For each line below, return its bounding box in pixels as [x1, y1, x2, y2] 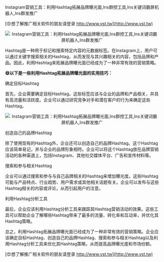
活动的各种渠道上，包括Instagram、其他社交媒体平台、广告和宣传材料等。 [5, 153, 154, 158]
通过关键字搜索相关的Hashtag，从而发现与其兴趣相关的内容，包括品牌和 [9, 54, 155, 60]
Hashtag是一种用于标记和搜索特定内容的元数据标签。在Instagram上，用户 [5, 48, 153, 53]
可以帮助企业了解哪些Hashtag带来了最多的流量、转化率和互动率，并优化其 [9, 212, 159, 218]
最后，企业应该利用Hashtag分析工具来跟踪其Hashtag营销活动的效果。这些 [5, 206, 155, 212]
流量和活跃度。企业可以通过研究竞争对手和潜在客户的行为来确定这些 [13, 97, 150, 102]
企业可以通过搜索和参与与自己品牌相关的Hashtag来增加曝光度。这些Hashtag [5, 173, 159, 179]
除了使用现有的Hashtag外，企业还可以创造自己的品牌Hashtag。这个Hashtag [5, 141, 159, 146]
